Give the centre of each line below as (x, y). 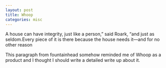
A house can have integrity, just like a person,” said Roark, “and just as (80, 34)
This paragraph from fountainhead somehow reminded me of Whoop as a (83, 55)
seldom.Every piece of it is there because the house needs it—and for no (83, 39)
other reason (19, 45)
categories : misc (24, 19)
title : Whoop (19, 15)
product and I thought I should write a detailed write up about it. (73, 60)
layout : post (19, 10)
